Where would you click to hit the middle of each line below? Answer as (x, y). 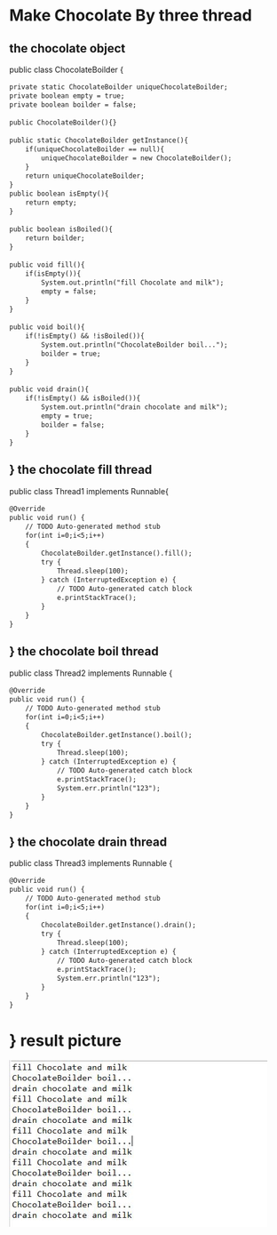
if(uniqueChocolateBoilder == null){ (95, 149)
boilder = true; (71, 354)
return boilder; (55, 238)
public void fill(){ (47, 265)
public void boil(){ (47, 327)
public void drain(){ (49, 389)
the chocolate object (67, 48)
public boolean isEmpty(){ (59, 194)
